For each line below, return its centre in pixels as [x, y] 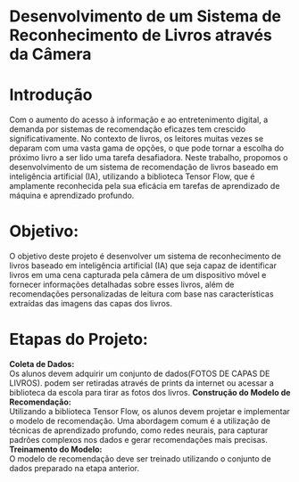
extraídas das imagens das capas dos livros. [91, 304]
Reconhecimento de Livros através [141, 35]
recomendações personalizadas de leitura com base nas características [141, 294]
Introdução [51, 95]
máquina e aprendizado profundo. [72, 196]
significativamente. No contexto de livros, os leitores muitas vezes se [137, 139]
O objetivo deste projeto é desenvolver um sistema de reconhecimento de [145, 257]
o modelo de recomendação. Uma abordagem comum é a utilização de [140, 421]
